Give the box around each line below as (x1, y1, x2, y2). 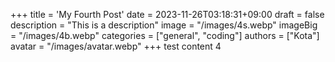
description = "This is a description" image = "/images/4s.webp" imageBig (10, 19, 318, 31)
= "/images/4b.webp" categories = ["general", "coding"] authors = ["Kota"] (10, 30, 320, 41)
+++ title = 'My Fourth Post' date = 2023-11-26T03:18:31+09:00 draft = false (10, 9, 325, 20)
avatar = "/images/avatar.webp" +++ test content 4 (10, 40, 222, 52)
